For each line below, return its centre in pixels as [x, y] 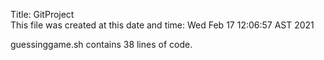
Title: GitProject [42, 14]
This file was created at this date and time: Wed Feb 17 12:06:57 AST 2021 [162, 25]
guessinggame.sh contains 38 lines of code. [101, 44]
